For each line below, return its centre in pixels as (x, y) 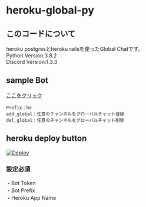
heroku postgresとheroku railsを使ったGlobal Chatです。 (75, 49)
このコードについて (41, 33)
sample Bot (27, 80)
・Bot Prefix (21, 190)
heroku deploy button (47, 139)
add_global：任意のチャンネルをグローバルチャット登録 (65, 114)
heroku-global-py (50, 10)
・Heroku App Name (31, 198)
